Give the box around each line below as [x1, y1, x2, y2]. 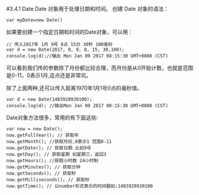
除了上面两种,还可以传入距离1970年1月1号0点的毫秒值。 [6, 84, 143, 92]
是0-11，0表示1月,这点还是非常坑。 [6, 72, 92, 79]
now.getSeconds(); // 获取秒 [6, 170, 77, 176]
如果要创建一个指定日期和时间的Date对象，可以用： [6, 29, 134, 35]
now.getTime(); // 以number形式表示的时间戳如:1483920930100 [6, 183, 153, 189]
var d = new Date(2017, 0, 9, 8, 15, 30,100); [6, 47, 125, 53]
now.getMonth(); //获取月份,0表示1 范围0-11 [6, 139, 112, 145]
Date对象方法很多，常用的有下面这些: [6, 114, 98, 121]
